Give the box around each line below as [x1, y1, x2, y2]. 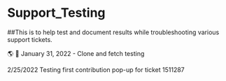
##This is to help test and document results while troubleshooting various [7, 28, 220, 36]
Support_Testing [7, 5, 106, 21]
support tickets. [7, 35, 52, 43]
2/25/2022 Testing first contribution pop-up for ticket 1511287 [7, 65, 185, 74]
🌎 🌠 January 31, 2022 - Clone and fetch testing [7, 49, 145, 57]
